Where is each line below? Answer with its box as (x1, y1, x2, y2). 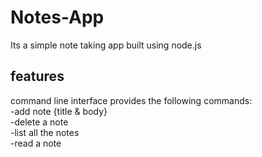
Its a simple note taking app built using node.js (10, 39, 202, 51)
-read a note (10, 137, 62, 149)
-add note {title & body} (10, 105, 108, 117)
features (10, 68, 65, 85)
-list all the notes (10, 126, 80, 138)
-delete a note (10, 116, 69, 128)
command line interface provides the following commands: (10, 94, 253, 106)
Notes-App (10, 6, 105, 29)
